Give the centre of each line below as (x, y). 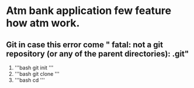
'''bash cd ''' (30, 80)
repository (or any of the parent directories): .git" (98, 54)
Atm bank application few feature (89, 11)
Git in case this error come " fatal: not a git (85, 45)
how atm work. (43, 23)
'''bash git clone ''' (37, 74)
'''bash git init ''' (34, 68)
